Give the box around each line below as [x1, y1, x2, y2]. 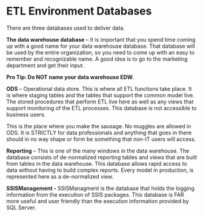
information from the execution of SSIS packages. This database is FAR [6, 191, 184, 198]
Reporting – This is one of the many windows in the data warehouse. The [6, 147, 190, 154]
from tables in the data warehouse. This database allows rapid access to [6, 160, 187, 167]
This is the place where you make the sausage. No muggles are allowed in [6, 122, 191, 129]
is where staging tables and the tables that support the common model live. [6, 91, 195, 99]
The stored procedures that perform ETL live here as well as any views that [6, 98, 194, 105]
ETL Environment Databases [6, 4, 152, 18]
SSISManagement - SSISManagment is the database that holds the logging [6, 185, 195, 192]
